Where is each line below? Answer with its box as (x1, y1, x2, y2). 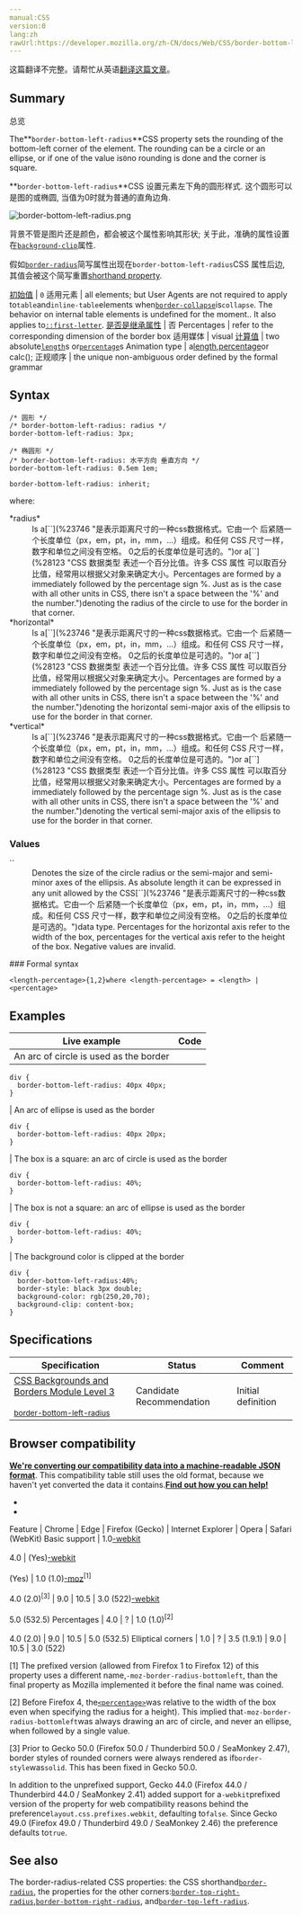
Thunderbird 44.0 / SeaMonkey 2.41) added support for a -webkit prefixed (9, 1788, 280, 1799)
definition (236, 1395, 277, 1408)
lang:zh (9, 30, 39, 39)
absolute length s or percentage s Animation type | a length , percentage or (9, 341, 270, 352)
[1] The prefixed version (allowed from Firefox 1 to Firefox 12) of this (9, 1660, 260, 1670)
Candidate (136, 1384, 180, 1396)
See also (9, 1853, 58, 1868)
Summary (9, 91, 66, 106)
